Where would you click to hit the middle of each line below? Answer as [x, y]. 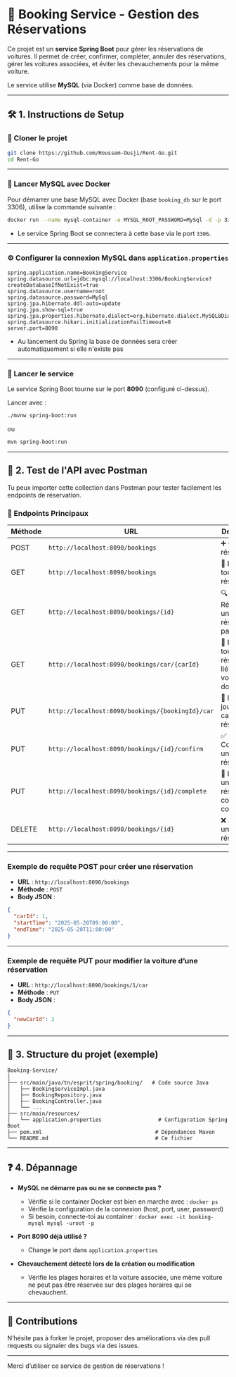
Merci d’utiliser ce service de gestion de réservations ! [86, 1366]
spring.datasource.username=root [56, 291]
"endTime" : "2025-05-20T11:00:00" [64, 930]
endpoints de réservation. [45, 495]
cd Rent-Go [23, 159]
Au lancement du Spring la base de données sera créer [97, 341]
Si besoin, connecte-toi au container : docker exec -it [107, 1217]
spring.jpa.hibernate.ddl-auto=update [64, 303]
